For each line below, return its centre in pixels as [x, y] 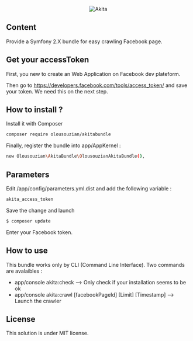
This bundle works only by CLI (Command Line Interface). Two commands [96, 265]
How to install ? [35, 110]
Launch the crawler [38, 301]
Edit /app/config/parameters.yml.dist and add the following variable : [89, 189]
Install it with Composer [35, 124]
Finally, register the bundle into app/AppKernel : [63, 145]
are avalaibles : [24, 271]
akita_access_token [30, 199]
